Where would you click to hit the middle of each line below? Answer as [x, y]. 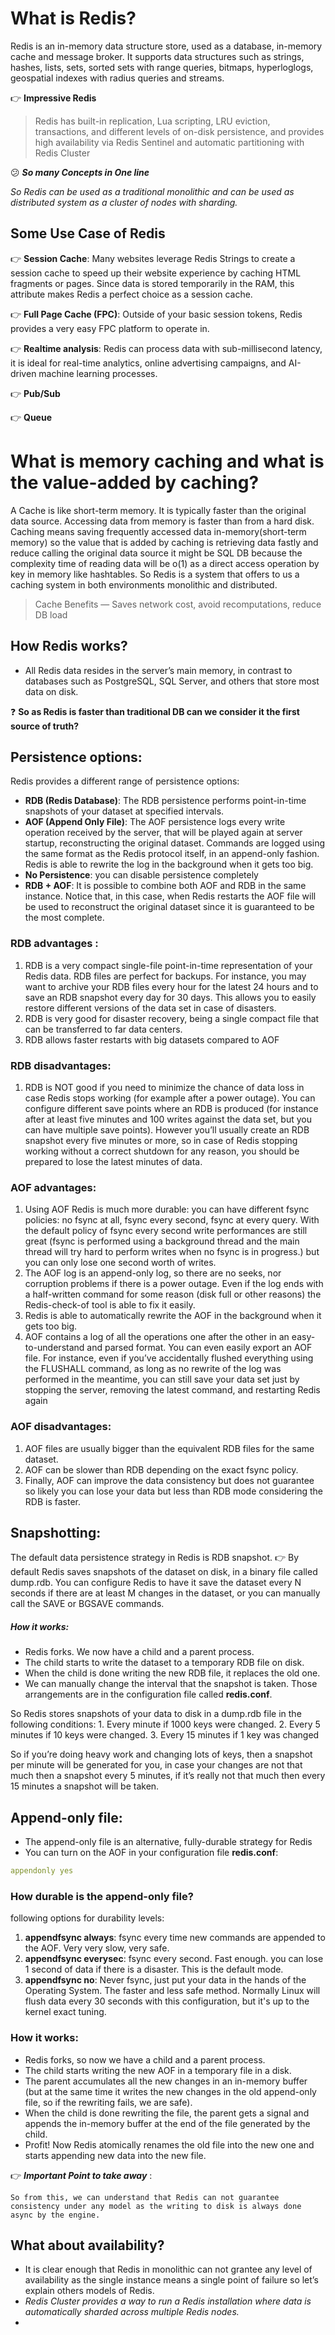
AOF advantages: [53, 1187]
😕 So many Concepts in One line [80, 172]
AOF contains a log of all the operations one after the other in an [157, 1337]
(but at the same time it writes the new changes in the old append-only [170, 2091]
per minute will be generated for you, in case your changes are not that [156, 1765]
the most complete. [64, 918]
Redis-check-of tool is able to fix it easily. [110, 1305]
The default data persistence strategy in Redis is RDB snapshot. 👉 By [155, 1558]
